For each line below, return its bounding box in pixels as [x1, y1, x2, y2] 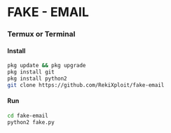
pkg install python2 [7, 75, 68, 83]
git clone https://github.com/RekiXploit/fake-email [7, 81, 165, 88]
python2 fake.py [7, 118, 55, 126]
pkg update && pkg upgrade [7, 62, 86, 69]
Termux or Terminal [7, 29, 76, 39]
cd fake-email [7, 113, 49, 120]
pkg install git [7, 69, 55, 76]
